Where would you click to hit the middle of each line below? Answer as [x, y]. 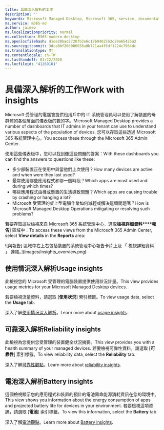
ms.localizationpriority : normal [39, 32]
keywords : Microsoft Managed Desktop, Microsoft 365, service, [71, 19]
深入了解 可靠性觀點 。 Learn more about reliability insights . [63, 365]
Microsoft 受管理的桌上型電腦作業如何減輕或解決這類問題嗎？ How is [81, 203]
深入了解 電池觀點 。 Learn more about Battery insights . [59, 422]
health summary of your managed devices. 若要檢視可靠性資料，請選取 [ [78, 348]
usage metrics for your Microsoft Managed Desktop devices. [66, 287]
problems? [23, 214]
